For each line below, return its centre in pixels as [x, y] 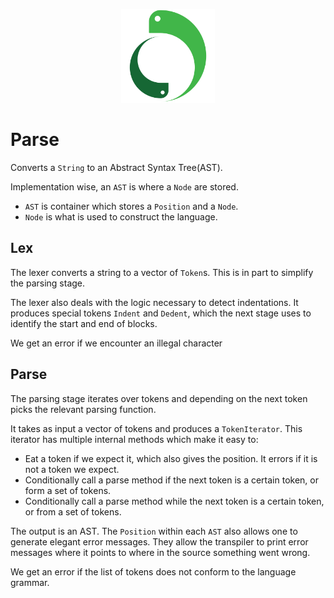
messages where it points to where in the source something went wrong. [160, 552]
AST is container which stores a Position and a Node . [131, 206]
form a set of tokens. [68, 490]
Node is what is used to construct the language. [121, 216]
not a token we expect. [72, 469]
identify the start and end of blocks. [84, 323]
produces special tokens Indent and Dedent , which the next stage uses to [161, 313]
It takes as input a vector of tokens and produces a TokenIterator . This [156, 428]
